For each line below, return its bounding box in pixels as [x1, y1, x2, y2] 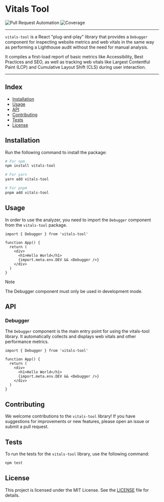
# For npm [5, 159, 25, 164]
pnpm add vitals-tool [5, 190, 49, 195]
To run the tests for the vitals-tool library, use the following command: [5, 450, 150, 457]
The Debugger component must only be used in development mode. [5, 288, 143, 294]
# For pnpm [5, 185, 27, 191]
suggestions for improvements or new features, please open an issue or [5, 419, 150, 424]
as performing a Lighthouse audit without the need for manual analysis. [5, 44, 148, 50]
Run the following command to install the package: [5, 149, 107, 155]
